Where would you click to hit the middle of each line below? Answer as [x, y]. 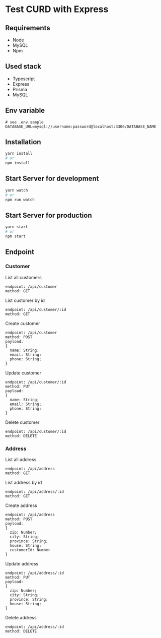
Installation [23, 142]
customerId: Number [30, 550]
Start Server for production [49, 215]
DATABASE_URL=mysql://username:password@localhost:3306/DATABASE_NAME [81, 126]
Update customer [23, 373]
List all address [21, 459]
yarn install [19, 154]
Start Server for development [52, 179]
